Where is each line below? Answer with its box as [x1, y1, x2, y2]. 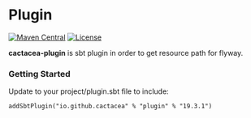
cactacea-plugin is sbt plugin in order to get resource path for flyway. [8, 48, 244, 57]
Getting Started [8, 68, 71, 79]
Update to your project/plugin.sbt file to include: [8, 86, 169, 96]
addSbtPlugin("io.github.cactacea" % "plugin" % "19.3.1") [8, 103, 213, 111]
